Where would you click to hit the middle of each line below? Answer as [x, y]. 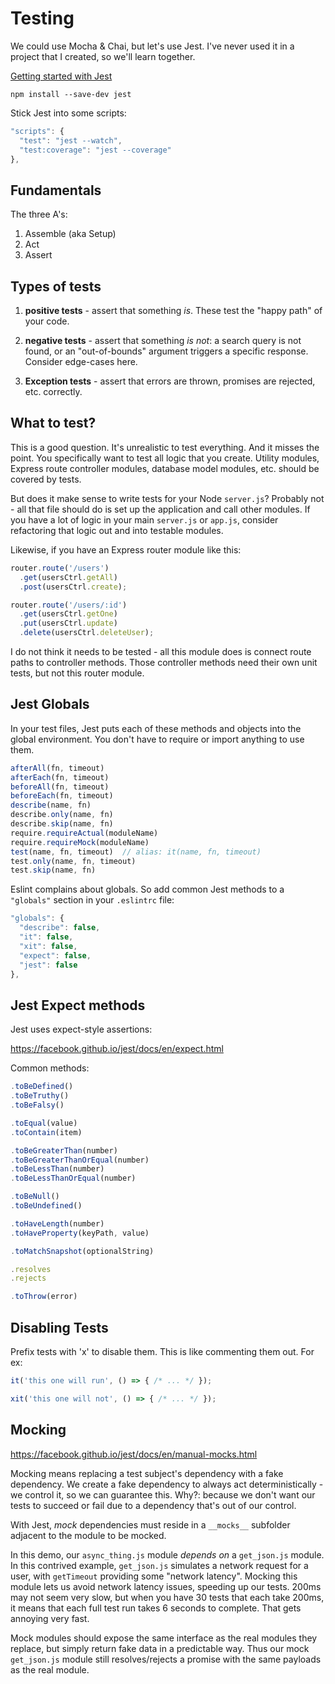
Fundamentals [56, 190]
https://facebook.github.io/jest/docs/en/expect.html [117, 1049]
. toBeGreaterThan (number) [64, 1150]
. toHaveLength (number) [57, 1223]
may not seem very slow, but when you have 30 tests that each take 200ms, [167, 1597]
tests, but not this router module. [77, 673]
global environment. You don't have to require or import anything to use [157, 739]
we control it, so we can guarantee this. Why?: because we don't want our [163, 1494]
